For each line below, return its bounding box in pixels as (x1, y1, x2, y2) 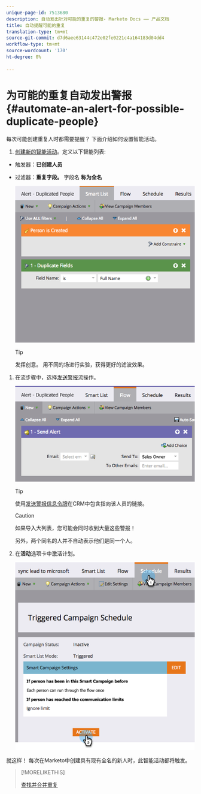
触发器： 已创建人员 (14, 161, 63, 168)
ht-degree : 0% (6, 54, 42, 60)
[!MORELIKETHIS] (20, 768, 65, 776)
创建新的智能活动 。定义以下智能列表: (14, 148, 106, 155)
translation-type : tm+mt (6, 29, 68, 35)
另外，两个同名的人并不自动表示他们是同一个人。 (14, 537, 136, 544)
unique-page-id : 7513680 (6, 10, 68, 16)
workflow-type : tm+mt (6, 41, 60, 47)
